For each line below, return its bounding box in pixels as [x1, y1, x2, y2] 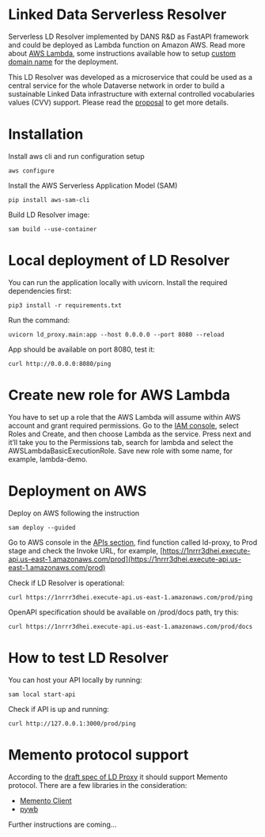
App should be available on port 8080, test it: [8, 344, 156, 354]
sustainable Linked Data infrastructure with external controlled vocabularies [8, 89, 256, 98]
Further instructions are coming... [8, 820, 117, 829]
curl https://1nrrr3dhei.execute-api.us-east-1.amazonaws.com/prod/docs [8, 622, 253, 630]
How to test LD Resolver [8, 649, 168, 667]
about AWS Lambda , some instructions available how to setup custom [8, 48, 236, 58]
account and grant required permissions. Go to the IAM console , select [8, 420, 239, 430]
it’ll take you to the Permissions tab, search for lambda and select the [8, 437, 233, 447]
